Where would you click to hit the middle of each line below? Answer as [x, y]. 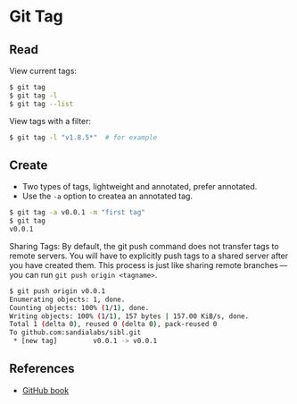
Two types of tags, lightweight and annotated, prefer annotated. [140, 187]
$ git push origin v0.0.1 [57, 291]
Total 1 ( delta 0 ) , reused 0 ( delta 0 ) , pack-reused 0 [113, 324]
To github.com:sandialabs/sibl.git [75, 332]
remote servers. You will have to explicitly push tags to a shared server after [149, 256]
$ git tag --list [41, 104]
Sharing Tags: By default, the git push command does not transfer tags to [144, 246]
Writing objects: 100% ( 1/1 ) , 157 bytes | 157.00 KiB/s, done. [129, 316]
